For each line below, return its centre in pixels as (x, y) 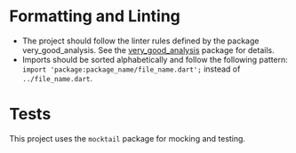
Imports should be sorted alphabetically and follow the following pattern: (155, 59)
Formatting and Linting (95, 16)
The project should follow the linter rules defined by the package (140, 41)
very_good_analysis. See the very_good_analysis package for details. (148, 50)
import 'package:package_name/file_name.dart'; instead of (131, 69)
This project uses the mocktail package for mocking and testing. (128, 138)
